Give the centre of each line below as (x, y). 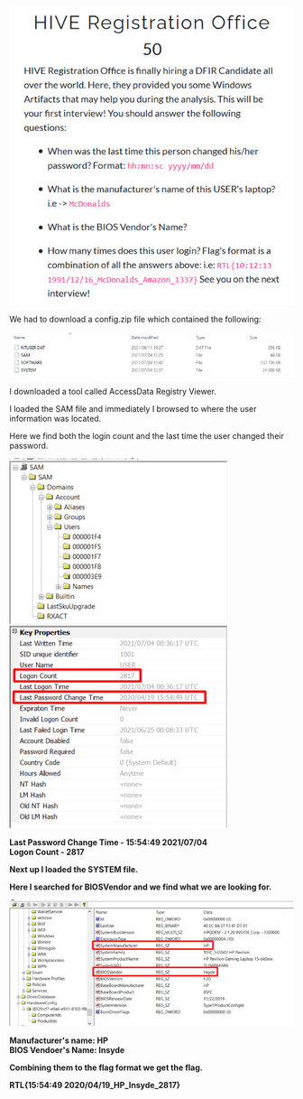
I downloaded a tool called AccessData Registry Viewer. (113, 392)
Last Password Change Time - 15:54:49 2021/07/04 (109, 843)
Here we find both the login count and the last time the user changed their (147, 436)
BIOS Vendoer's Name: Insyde (67, 1049)
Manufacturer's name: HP (59, 1040)
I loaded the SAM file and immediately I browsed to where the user (133, 409)
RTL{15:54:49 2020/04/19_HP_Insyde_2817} (95, 1085)
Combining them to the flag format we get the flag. (106, 1067)
